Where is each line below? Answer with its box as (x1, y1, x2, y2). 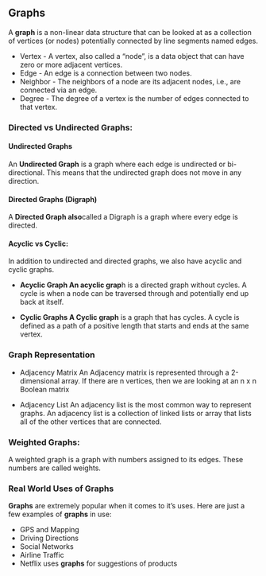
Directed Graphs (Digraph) (8, 194, 98, 204)
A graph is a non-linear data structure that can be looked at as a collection (8, 27, 252, 37)
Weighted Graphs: (8, 437, 80, 448)
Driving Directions (19, 533, 79, 543)
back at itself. (19, 298, 64, 307)
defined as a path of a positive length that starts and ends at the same (19, 321, 249, 331)
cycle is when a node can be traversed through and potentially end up (19, 289, 249, 298)
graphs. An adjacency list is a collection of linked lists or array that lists (19, 408, 252, 418)
